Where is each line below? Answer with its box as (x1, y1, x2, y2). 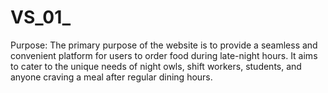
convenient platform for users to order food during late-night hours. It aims (10, 49, 318, 61)
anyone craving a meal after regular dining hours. (10, 71, 213, 83)
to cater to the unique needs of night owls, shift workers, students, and (10, 60, 302, 72)
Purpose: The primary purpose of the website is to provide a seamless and (10, 39, 318, 51)
